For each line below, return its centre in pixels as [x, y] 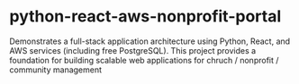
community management [55, 70]
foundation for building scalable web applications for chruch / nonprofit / [144, 60]
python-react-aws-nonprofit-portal [145, 17]
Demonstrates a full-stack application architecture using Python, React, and [150, 41]
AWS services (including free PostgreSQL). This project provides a [133, 50]
